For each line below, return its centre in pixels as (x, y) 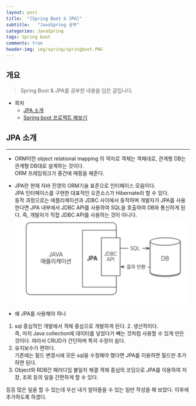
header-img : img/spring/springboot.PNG (55, 50)
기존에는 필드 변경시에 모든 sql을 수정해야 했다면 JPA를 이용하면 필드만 (95, 355)
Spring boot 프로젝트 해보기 (55, 118)
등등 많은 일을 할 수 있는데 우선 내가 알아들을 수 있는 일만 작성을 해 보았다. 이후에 (98, 390)
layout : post (22, 12)
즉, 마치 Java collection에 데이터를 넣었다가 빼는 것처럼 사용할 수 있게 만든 (99, 333)
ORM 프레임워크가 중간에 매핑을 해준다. (60, 173)
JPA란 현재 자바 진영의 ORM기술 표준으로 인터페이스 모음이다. (85, 185)
